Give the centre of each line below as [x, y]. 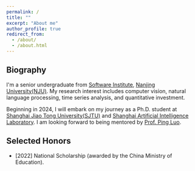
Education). [29, 162]
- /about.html [29, 46]
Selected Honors [39, 141]
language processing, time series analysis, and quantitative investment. [96, 97]
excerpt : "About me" [32, 23]
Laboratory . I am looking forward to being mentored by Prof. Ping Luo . [94, 122]
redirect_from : [26, 34]
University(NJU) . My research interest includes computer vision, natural [96, 91]
